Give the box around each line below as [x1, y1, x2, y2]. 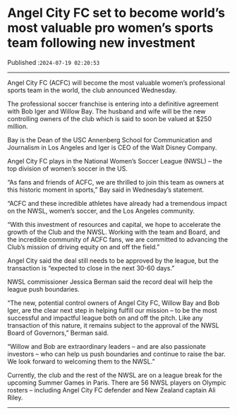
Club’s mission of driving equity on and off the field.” [7, 242, 160, 251]
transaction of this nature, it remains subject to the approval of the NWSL [7, 321, 220, 329]
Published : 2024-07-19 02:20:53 [7, 58, 100, 66]
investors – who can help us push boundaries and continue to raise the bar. [7, 349, 226, 358]
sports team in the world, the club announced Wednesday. [7, 86, 178, 94]
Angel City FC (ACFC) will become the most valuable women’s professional [7, 78, 226, 87]
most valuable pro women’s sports [7, 20, 214, 36]
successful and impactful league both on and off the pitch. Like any [7, 314, 203, 322]
